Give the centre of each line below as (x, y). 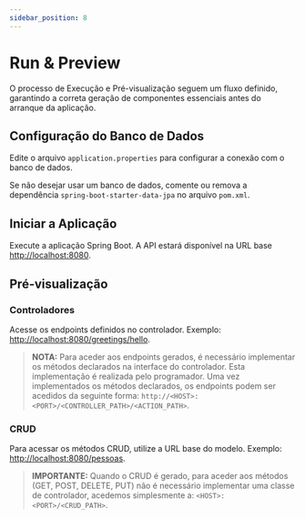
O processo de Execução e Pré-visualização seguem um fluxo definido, (144, 88)
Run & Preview (65, 62)
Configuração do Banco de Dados (107, 136)
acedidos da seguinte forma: (85, 395)
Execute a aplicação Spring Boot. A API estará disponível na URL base (141, 246)
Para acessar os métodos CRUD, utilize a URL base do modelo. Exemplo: (146, 449)
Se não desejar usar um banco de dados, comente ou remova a (128, 185)
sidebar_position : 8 (49, 18)
